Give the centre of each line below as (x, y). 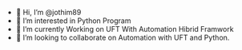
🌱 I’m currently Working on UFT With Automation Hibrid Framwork (125, 29)
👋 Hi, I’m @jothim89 (48, 12)
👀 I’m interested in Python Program (73, 21)
